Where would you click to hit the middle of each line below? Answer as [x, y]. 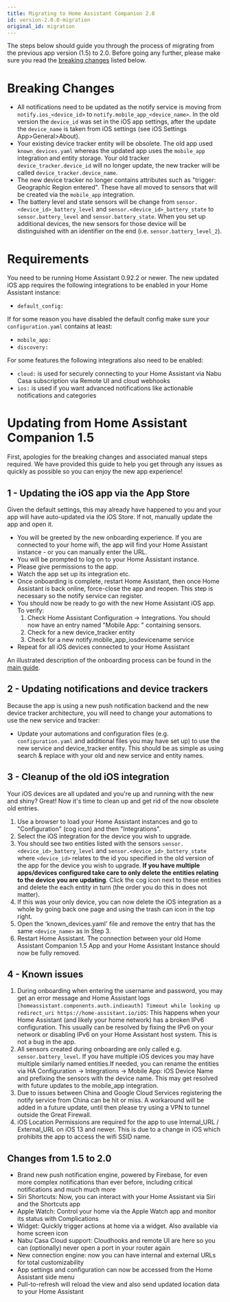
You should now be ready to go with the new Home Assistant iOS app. [116, 603]
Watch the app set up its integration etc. [73, 574]
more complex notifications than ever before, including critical [105, 1183]
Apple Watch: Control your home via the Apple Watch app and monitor [116, 1211]
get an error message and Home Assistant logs [84, 998]
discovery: [33, 347]
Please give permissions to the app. [68, 567]
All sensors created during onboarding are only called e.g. [99, 1049]
